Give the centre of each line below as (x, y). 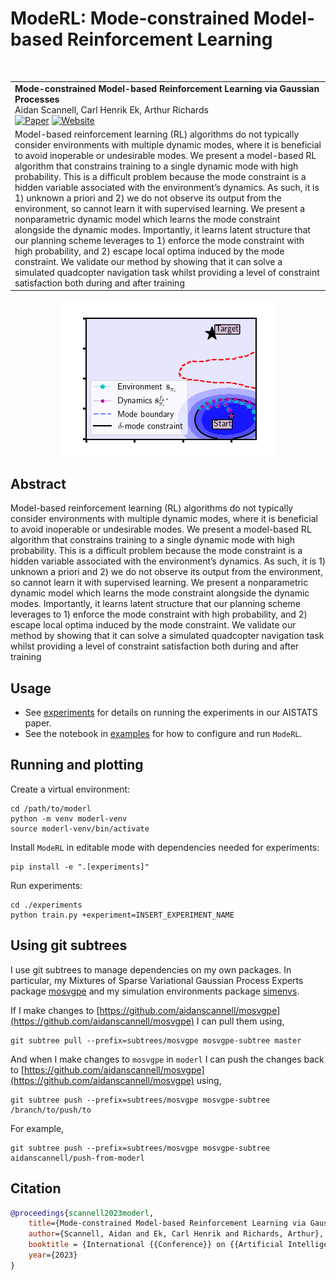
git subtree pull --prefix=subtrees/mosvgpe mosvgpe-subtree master (156, 1040)
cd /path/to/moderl (51, 808)
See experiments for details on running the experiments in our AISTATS (171, 713)
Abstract (38, 483)
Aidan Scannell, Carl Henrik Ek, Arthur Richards (111, 109)
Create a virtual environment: (70, 789)
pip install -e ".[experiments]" (80, 867)
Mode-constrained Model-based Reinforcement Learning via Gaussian (167, 88)
